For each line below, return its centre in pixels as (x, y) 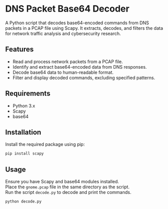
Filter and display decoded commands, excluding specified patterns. (84, 77)
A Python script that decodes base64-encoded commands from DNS (77, 23)
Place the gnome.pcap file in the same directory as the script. (67, 187)
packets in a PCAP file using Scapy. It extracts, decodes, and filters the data (84, 28)
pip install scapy (24, 154)
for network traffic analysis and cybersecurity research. (63, 33)
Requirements (28, 94)
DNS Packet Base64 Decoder (67, 9)
